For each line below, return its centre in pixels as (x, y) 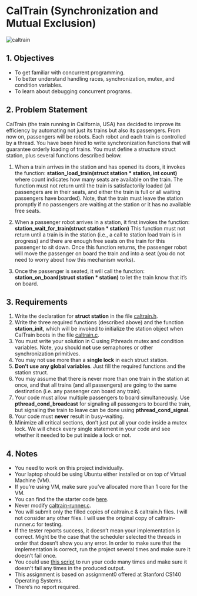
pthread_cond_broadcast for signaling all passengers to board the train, (103, 404)
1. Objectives (30, 58)
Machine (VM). (33, 480)
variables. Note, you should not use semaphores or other (84, 348)
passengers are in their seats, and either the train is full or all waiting (97, 192)
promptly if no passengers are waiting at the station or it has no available (103, 204)
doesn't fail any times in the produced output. (70, 568)
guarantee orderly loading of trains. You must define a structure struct (91, 149)
